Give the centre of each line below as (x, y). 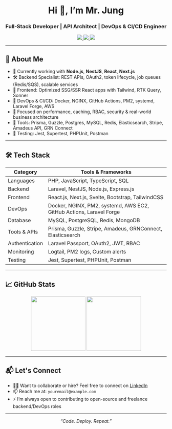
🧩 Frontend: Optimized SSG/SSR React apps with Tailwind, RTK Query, (87, 90)
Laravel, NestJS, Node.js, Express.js (91, 189)
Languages (21, 181)
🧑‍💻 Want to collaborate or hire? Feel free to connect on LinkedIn (80, 385)
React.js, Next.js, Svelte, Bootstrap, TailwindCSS (106, 198)
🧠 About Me (24, 59)
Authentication (26, 244)
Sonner (20, 95)
